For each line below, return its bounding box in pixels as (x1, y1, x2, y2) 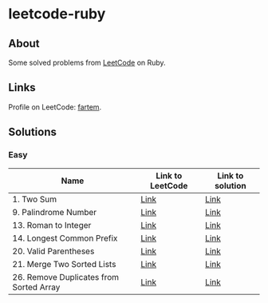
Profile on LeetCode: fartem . (8, 102, 102, 112)
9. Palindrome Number (12, 206, 97, 217)
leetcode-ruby (8, 5, 106, 23)
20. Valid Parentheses (12, 245, 95, 257)
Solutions (8, 126, 57, 139)
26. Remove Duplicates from (12, 271, 120, 282)
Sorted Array (12, 281, 61, 293)
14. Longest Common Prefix (12, 233, 118, 244)
